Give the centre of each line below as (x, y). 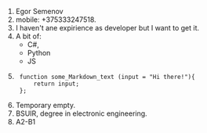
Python (39, 53)
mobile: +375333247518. (56, 20)
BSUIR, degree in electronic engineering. (81, 113)
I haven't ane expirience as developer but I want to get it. (107, 28)
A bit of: (28, 36)
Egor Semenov (40, 11)
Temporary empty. (45, 105)
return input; (56, 84)
